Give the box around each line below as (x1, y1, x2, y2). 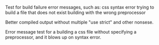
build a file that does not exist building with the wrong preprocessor (5, 9, 146, 15)
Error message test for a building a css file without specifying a (5, 29, 137, 34)
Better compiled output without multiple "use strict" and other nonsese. (5, 19, 154, 25)
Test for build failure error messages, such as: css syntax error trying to (5, 4, 154, 10)
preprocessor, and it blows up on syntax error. (5, 34, 101, 40)
